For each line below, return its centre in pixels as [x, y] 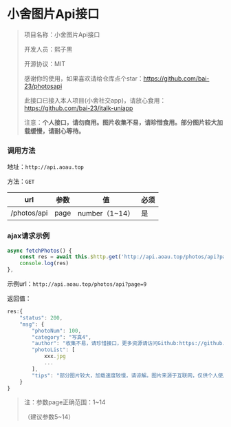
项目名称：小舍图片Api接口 [62, 34]
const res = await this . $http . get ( [70, 257]
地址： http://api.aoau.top [46, 167]
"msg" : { [32, 324]
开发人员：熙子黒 [48, 49]
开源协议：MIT [45, 63]
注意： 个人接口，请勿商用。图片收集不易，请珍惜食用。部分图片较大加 [123, 122]
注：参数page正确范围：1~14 [65, 402]
